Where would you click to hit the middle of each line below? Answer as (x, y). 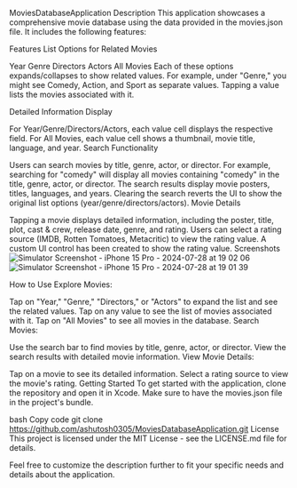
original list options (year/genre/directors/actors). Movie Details (125, 203)
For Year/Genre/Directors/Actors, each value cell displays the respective (141, 129)
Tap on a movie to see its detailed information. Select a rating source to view (149, 374)
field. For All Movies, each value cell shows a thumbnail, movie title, (132, 138)
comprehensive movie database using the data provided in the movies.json (146, 22)
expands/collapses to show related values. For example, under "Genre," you (148, 76)
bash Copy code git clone (56, 420)
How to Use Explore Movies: (61, 284)
